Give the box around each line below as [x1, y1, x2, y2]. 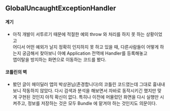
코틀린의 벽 [5, 69, 27, 75]
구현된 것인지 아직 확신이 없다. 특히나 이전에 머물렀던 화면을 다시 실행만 [18, 94, 159, 100]
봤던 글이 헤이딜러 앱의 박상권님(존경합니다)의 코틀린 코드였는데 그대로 [12, 81, 152, 87]
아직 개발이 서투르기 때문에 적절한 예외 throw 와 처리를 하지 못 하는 [12, 31, 145, 37]
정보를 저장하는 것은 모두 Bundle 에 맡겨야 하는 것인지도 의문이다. [27, 100, 157, 106]
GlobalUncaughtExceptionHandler [5, 4, 116, 13]
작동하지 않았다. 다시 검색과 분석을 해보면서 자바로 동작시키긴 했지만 [22, 87, 156, 93]
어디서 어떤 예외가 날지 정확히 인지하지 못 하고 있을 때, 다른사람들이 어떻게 [12, 44, 159, 50]
